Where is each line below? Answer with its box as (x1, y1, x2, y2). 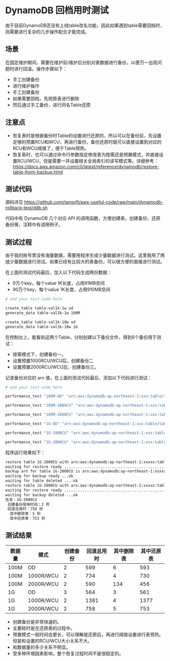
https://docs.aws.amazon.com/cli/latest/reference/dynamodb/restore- (12, 163, 159, 170)
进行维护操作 (12, 83, 39, 89)
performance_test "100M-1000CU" (5, 403, 73, 408)
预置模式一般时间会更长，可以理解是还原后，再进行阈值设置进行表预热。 (12, 631, 163, 637)
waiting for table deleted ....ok (5, 478, 78, 484)
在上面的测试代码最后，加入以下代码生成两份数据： (5, 269, 112, 276)
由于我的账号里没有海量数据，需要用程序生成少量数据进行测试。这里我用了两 (5, 252, 165, 258)
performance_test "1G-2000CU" (5, 439, 69, 445)
